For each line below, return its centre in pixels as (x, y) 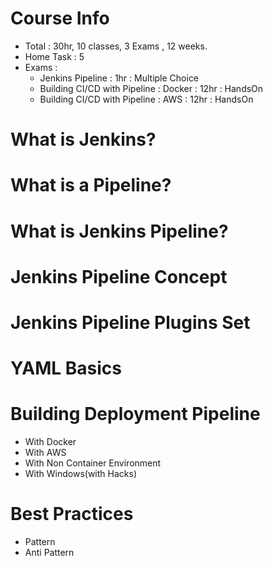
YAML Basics (66, 368)
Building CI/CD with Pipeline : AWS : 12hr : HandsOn (146, 99)
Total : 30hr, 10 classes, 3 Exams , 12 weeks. (116, 46)
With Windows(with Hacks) (80, 473)
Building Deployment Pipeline (135, 414)
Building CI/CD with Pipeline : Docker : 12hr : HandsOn (151, 88)
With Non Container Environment (93, 463)
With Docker (50, 441)
